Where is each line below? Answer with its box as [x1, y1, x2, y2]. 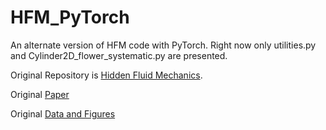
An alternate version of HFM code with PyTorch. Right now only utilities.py [10, 39, 317, 51]
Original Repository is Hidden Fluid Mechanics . [10, 69, 203, 81]
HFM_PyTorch [10, 6, 130, 29]
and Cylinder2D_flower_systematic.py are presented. [10, 49, 228, 61]
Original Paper [10, 88, 70, 100]
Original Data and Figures [10, 107, 116, 120]
